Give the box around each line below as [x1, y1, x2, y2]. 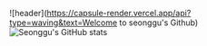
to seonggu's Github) [119, 17, 199, 28]
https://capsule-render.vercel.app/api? [46, 8, 192, 18]
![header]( [9, 8, 47, 18]
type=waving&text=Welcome [9, 17, 118, 28]
